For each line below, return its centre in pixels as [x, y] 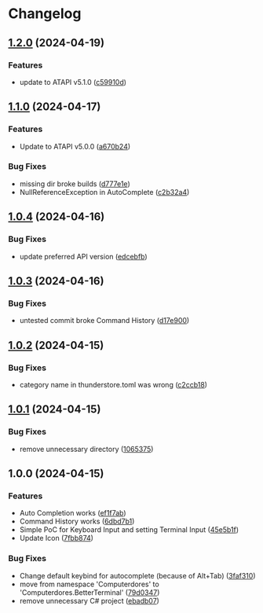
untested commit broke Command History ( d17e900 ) [104, 321]
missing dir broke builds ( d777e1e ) [75, 184]
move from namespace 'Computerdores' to [89, 584]
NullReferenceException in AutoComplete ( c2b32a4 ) [104, 192]
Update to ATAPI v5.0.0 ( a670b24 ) [75, 146]
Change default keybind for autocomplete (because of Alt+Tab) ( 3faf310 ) [137, 575]
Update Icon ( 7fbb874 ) [57, 538]
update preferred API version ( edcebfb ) [83, 256]
